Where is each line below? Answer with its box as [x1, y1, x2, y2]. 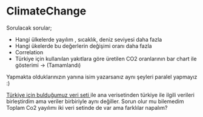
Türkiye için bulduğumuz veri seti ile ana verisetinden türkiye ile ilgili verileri [6, 91, 195, 98]
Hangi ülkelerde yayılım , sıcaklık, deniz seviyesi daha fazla [15, 36, 162, 43]
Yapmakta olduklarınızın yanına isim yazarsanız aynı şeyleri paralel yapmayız [6, 73, 198, 80]
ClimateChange [6, 4, 87, 18]
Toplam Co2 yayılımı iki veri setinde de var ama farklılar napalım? [6, 104, 168, 111]
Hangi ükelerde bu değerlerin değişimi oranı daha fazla [15, 42, 153, 49]
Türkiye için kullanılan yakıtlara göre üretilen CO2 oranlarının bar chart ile [15, 55, 197, 62]
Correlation [15, 48, 44, 55]
